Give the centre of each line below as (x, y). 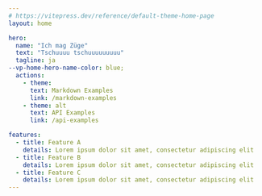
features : (25, 135)
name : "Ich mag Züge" (52, 45)
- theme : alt (45, 106)
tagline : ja (36, 60)
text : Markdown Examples (71, 90)
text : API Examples (62, 113)
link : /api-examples (64, 121)
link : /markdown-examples (73, 98)
